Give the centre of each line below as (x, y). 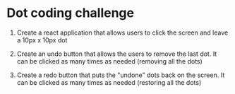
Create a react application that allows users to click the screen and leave (122, 33)
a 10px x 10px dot (42, 40)
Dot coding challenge (71, 13)
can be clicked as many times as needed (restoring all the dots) (109, 82)
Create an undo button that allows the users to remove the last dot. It (117, 54)
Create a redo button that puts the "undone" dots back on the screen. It (121, 75)
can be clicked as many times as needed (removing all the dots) (109, 61)
